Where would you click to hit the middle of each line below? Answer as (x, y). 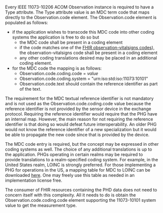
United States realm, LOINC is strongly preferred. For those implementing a (81, 165)
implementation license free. (34, 180)
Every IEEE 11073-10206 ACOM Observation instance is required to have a (79, 7)
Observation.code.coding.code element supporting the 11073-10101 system (81, 200)
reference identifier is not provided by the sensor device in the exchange (78, 109)
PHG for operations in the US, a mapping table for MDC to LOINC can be (78, 170)
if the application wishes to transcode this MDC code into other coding (83, 32)
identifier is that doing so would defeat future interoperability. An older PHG (81, 124)
